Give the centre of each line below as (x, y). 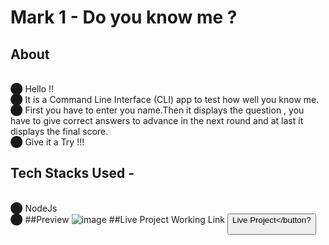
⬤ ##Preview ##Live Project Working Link (118, 219)
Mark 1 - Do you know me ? (124, 17)
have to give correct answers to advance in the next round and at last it (157, 120)
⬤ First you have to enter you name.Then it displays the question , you (157, 110)
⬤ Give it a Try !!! (47, 142)
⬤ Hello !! (32, 89)
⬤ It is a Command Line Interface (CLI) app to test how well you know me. (165, 99)
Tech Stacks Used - (72, 173)
